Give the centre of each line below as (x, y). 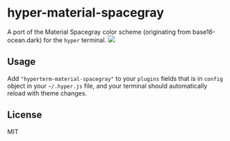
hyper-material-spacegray (86, 13)
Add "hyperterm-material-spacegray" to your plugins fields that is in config (115, 78)
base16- (204, 32)
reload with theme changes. (47, 93)
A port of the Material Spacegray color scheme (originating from (99, 32)
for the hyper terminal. (75, 40)
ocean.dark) (25, 40)
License (25, 115)
